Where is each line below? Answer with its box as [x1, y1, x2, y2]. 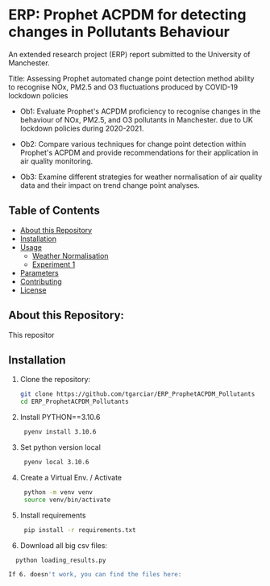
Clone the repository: [19, 375, 91, 384]
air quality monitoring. [19, 156, 93, 166]
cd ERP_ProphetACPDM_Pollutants [19, 397, 129, 406]
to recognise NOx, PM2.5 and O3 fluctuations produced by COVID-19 [8, 82, 239, 92]
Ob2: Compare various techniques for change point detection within [19, 139, 247, 148]
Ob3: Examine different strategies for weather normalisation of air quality [19, 172, 263, 181]
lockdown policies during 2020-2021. [19, 123, 144, 133]
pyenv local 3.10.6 [23, 458, 89, 466]
